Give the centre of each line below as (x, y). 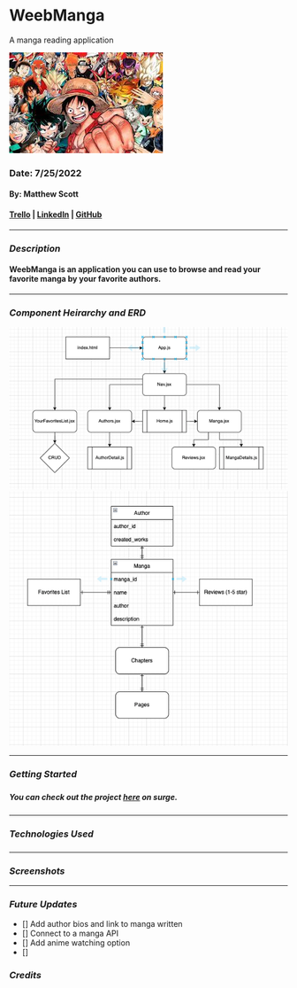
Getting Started (43, 774)
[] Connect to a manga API (70, 933)
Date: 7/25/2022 (46, 173)
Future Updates (43, 905)
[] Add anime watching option (76, 942)
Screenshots (37, 871)
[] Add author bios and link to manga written (102, 923)
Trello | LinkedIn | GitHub (56, 214)
